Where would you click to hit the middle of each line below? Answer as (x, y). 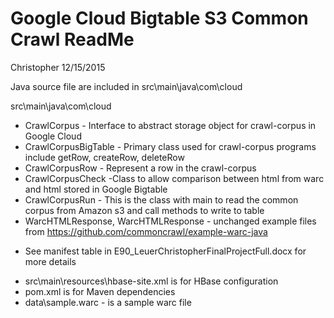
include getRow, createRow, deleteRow (104, 157)
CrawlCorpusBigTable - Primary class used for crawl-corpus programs (170, 146)
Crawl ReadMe (72, 39)
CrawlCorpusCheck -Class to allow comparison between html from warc (174, 178)
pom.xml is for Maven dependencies (100, 291)
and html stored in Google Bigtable (96, 189)
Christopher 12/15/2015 (58, 67)
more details (50, 261)
